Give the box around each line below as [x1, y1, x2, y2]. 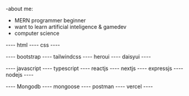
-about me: [5, 5, 34, 12]
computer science [14, 30, 60, 37]
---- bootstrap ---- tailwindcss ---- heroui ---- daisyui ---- [5, 53, 151, 60]
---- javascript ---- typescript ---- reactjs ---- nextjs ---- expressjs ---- [5, 65, 184, 72]
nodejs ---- [5, 71, 34, 78]
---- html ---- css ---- [5, 42, 61, 48]
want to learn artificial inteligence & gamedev [14, 24, 127, 30]
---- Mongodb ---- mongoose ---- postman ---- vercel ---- [5, 83, 153, 90]
